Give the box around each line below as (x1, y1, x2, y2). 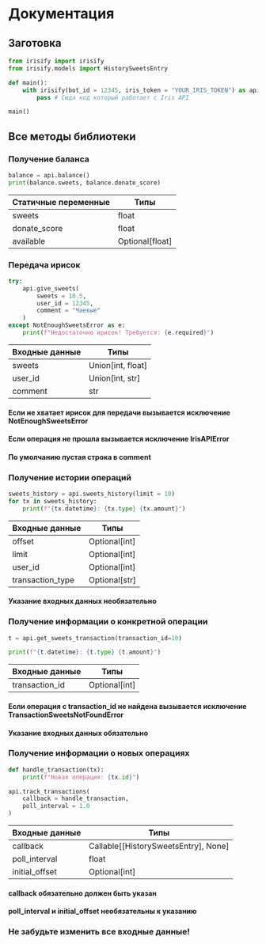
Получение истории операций (8, 472, 132, 483)
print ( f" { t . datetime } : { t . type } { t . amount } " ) (8, 648, 161, 657)
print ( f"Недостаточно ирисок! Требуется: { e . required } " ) (22, 329, 215, 337)
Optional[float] (117, 235, 173, 246)
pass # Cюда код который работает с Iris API (36, 93, 190, 101)
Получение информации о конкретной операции (8, 616, 208, 627)
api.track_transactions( (8, 787, 90, 795)
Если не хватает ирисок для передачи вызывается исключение (8, 408, 231, 417)
